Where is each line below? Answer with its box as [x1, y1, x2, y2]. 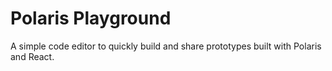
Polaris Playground [10, 7, 172, 30]
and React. [10, 50, 55, 62]
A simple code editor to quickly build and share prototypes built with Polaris [10, 40, 322, 52]
